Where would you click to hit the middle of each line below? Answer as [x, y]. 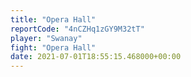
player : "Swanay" [46, 38]
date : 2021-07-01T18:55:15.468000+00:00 [96, 57]
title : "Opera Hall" [53, 19]
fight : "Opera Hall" [53, 47]
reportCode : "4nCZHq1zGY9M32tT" [77, 29]
